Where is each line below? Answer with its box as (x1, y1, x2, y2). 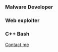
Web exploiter (5, 16, 40, 23)
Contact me (5, 41, 29, 48)
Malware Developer (5, 3, 54, 10)
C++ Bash (5, 30, 30, 37)
